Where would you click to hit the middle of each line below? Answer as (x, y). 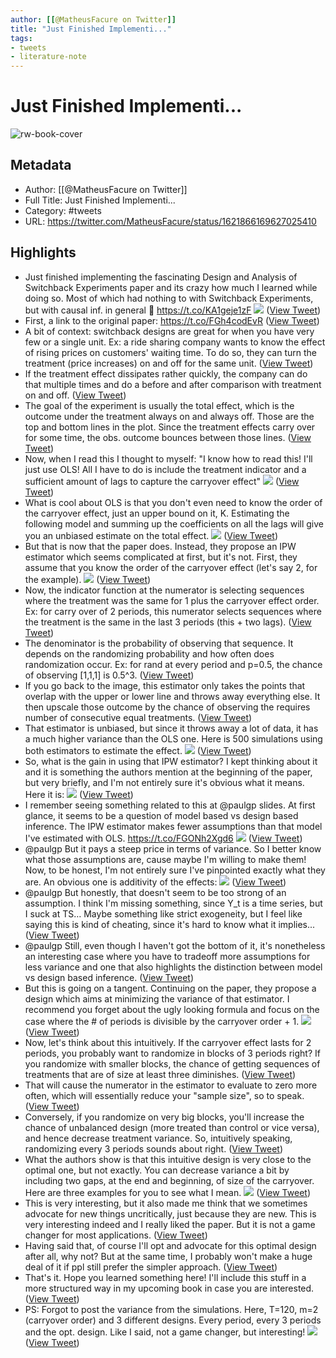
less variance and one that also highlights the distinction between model (173, 967)
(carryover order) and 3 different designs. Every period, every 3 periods (173, 1320)
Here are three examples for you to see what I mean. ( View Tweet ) (167, 1192)
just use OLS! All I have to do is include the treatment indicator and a (165, 469)
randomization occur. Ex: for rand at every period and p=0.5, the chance (173, 664)
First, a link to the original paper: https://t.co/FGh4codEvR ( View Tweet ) (172, 320)
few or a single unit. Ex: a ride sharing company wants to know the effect (175, 342)
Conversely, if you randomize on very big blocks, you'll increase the (164, 1117)
